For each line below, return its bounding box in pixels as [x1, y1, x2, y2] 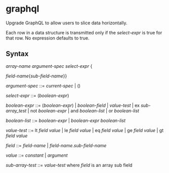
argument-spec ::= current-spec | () [6, 82, 80, 89]
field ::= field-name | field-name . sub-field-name [6, 142, 107, 148]
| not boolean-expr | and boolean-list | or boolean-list [27, 107, 140, 114]
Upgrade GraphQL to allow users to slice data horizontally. [6, 20, 128, 26]
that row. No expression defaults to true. [6, 35, 90, 41]
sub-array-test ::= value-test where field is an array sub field [6, 162, 133, 168]
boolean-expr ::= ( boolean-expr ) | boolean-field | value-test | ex [6, 102, 140, 108]
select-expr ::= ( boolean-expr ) [6, 92, 69, 99]
